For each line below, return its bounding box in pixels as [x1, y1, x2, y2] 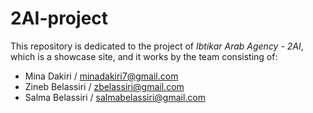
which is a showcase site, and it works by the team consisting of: [10, 50, 278, 62]
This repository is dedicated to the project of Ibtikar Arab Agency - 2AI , [10, 40, 304, 52]
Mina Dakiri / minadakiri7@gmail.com [24, 70, 179, 82]
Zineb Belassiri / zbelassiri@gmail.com [24, 80, 185, 92]
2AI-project [10, 7, 109, 30]
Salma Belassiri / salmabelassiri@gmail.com [24, 91, 206, 103]
